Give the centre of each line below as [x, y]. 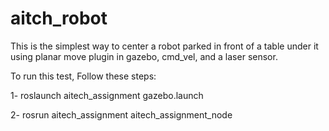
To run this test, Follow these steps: [83, 76]
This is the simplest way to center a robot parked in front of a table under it [164, 46]
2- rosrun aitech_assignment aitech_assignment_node [121, 114]
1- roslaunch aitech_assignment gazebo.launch [107, 95]
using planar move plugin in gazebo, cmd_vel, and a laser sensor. [144, 56]
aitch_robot [59, 18]
